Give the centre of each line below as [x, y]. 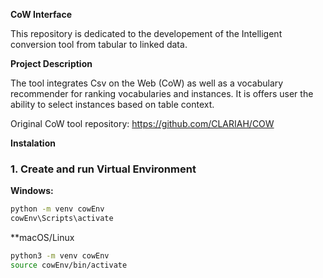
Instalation [33, 143]
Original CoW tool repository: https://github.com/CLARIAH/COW [142, 123]
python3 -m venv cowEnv [60, 256]
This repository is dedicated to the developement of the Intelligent [146, 33]
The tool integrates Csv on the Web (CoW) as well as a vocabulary [147, 83]
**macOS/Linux [42, 238]
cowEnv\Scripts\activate [62, 219]
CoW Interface [41, 14]
